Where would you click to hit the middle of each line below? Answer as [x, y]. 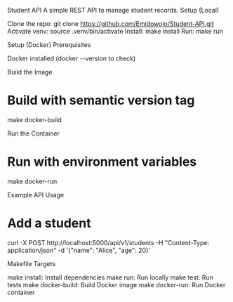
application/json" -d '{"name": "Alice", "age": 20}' [79, 250]
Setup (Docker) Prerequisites [49, 45]
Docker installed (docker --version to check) [72, 58]
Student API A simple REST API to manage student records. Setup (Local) [113, 10]
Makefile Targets [32, 263]
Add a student [49, 223]
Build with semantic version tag [101, 100]
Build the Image [30, 72]
